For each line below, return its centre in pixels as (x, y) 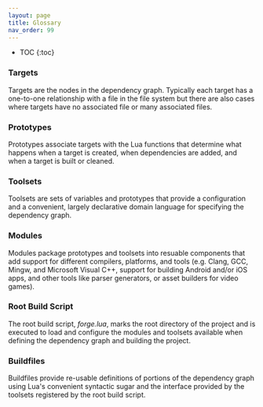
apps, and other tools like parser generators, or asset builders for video (123, 278)
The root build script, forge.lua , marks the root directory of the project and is (132, 324)
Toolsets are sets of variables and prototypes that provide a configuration (127, 198)
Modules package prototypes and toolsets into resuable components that (127, 253)
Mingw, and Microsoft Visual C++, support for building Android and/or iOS (128, 269)
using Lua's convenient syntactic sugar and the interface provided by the (126, 387)
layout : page (29, 15)
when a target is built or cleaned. (61, 161)
